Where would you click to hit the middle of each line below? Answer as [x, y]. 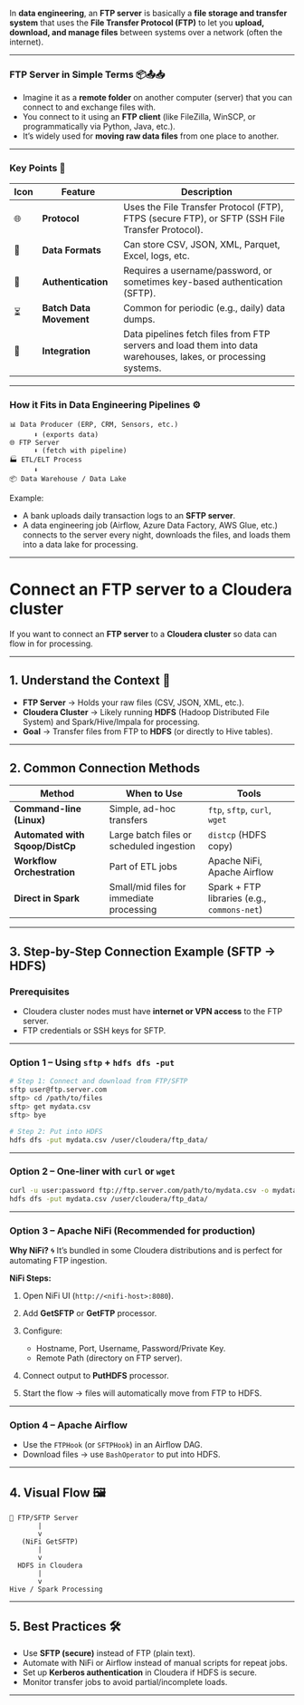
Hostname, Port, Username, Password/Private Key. [131, 1348]
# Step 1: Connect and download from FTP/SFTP [99, 1081]
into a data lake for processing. [80, 544]
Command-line [47, 809]
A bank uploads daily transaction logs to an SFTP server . [129, 515]
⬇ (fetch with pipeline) [80, 450]
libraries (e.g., [237, 898]
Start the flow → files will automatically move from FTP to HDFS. [142, 1393]
